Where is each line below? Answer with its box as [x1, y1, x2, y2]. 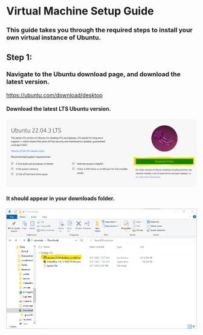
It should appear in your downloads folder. [6, 195, 115, 202]
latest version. [6, 77, 50, 86]
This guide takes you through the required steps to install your [6, 26, 193, 34]
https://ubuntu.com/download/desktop [6, 91, 103, 99]
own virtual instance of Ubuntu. [6, 33, 101, 42]
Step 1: [6, 52, 33, 62]
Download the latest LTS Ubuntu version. [6, 105, 111, 112]
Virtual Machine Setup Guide [6, 4, 154, 18]
